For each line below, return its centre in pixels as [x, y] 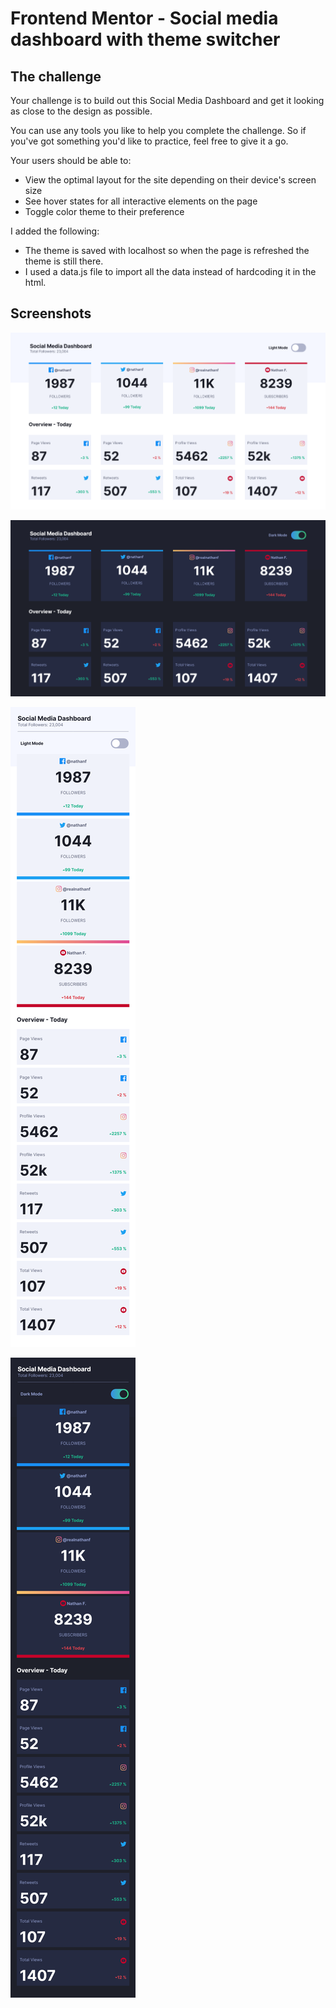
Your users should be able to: [71, 160]
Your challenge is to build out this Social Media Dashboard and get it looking [167, 100]
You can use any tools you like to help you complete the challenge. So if [158, 130]
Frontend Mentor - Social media [144, 18]
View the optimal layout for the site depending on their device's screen [170, 180]
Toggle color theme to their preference [104, 211]
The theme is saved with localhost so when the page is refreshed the [167, 250]
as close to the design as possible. [81, 111]
